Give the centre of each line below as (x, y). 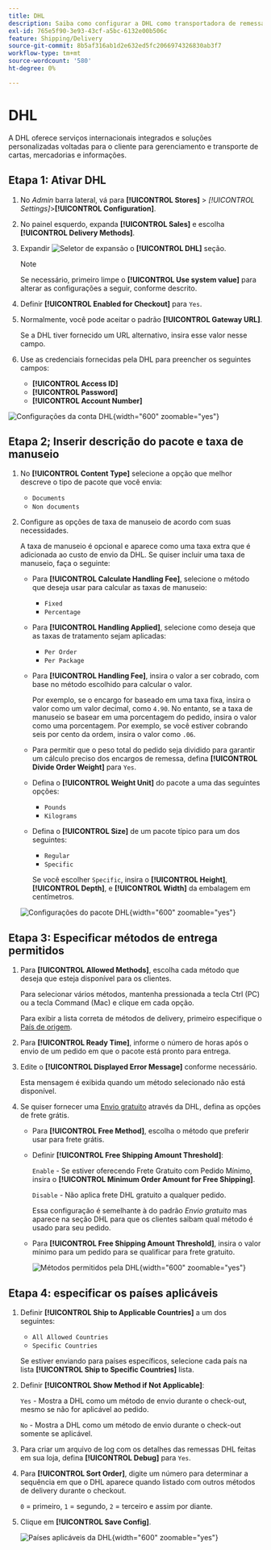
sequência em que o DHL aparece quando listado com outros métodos (138, 1481)
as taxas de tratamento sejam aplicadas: (99, 636)
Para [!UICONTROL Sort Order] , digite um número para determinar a (134, 1473)
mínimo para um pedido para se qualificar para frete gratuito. (133, 1252)
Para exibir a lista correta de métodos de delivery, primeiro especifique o (141, 1019)
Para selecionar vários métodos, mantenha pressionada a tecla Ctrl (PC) (140, 995)
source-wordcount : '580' (50, 61)
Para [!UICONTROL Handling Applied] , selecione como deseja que (144, 627)
